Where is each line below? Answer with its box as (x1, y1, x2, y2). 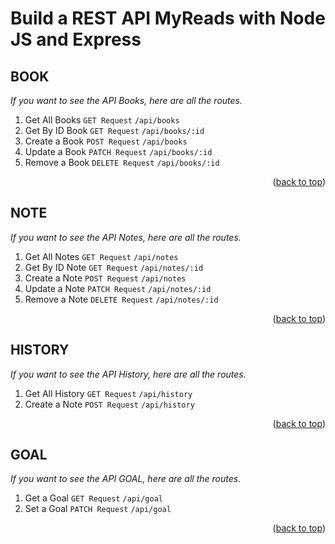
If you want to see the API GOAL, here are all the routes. (10, 473, 242, 485)
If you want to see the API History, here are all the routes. (10, 368, 247, 380)
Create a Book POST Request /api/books (24, 135, 188, 147)
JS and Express (10, 28, 142, 51)
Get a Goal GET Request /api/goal (24, 492, 164, 504)
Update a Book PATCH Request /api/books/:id (24, 146, 213, 157)
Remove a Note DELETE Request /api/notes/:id (24, 293, 219, 305)
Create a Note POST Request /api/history (24, 398, 195, 410)
